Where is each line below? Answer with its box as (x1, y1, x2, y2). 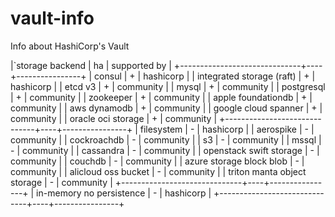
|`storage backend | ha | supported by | (10, 59, 172, 71)
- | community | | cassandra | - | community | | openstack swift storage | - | (10, 144, 320, 156)
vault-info (10, 7, 95, 30)
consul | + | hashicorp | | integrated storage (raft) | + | (94, 70, 316, 82)
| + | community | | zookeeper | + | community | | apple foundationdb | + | (10, 91, 313, 103)
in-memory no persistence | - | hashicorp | (36, 187, 212, 199)
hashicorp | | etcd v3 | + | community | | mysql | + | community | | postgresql (10, 80, 326, 92)
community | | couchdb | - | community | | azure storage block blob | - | (10, 155, 305, 167)
